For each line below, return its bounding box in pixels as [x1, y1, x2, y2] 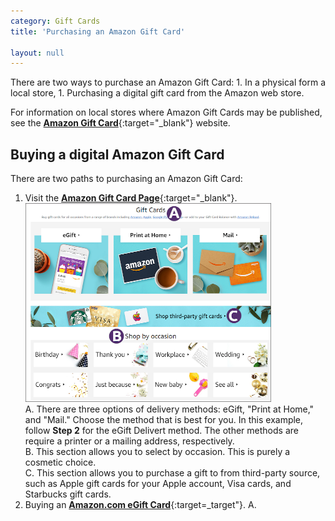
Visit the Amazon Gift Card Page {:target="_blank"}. [24, 192, 238, 204]
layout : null [10, 48, 65, 58]
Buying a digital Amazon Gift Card [10, 146, 225, 163]
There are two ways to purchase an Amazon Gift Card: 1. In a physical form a [10, 76, 327, 89]
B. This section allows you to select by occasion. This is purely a [24, 446, 291, 458]
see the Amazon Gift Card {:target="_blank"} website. [10, 117, 231, 129]
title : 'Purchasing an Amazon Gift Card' [10, 26, 186, 37]
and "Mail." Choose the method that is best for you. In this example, [24, 414, 304, 426]
